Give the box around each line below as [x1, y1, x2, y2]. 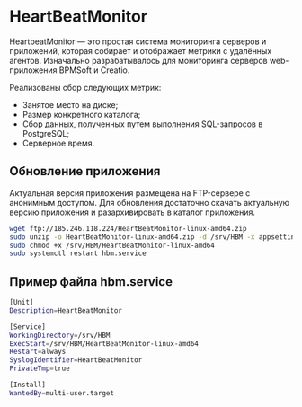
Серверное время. [22, 137, 95, 148]
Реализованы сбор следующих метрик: [9, 82, 162, 93]
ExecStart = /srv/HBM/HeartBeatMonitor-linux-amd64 [9, 339, 200, 348]
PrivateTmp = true [9, 364, 70, 374]
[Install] [9, 380, 47, 390]
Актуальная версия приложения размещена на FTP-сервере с [9, 187, 251, 199]
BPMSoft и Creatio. [58, 65, 130, 75]
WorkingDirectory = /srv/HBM [9, 331, 111, 340]
